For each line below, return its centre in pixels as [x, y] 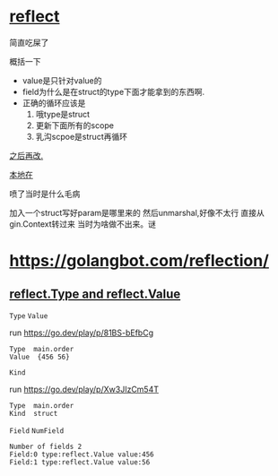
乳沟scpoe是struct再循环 [82, 136]
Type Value [29, 316]
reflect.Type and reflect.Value [95, 294]
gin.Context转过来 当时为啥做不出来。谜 [83, 224]
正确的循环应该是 [54, 103]
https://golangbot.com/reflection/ [139, 261]
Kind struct [34, 413]
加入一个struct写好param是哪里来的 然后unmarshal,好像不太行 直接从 [137, 212]
